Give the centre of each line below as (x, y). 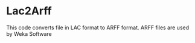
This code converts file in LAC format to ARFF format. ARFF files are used (98, 27)
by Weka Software (29, 33)
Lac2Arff (29, 11)
